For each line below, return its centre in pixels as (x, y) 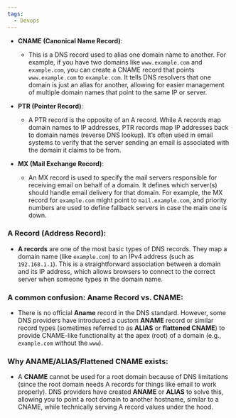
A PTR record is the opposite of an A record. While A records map (125, 120)
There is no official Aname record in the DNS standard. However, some (122, 313)
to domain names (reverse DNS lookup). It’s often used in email (120, 135)
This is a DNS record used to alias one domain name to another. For (127, 55)
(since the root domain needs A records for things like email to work (117, 385)
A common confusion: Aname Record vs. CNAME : (95, 297)
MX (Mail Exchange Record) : (61, 163)
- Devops (27, 21)
